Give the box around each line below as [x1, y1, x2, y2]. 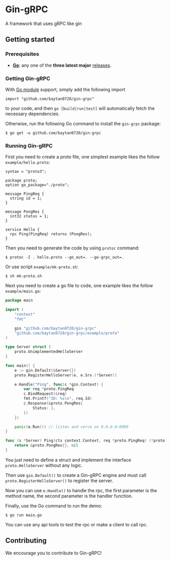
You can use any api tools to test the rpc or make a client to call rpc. [5, 521, 148, 527]
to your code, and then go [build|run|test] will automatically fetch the [5, 105, 155, 111]
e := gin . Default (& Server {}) [14, 368, 76, 373]
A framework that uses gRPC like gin [5, 20, 82, 27]
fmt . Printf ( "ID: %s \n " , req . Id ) [23, 396, 93, 401]
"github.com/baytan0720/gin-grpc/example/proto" [14, 330, 120, 336]
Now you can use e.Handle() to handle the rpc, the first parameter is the [5, 487, 157, 493]
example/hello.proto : [5, 159, 50, 165]
